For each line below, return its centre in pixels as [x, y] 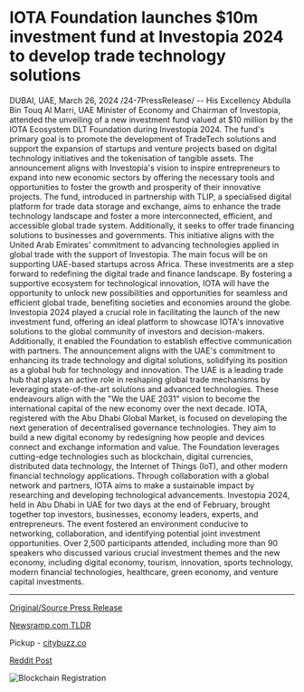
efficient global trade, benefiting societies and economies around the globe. [151, 303]
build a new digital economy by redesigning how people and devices [137, 437]
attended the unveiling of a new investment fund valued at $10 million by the [152, 120]
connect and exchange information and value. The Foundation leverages [145, 447]
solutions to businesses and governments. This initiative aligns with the [142, 235]
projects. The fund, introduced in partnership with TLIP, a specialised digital [151, 197]
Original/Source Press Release [66, 607]
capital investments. [47, 581]
